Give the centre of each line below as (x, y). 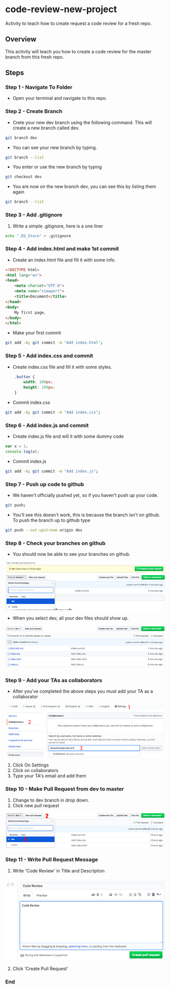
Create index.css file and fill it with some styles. (62, 367)
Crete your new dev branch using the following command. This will (82, 122)
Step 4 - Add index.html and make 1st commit (62, 249)
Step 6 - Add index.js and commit (47, 425)
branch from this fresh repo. (35, 57)
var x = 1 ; (17, 446)
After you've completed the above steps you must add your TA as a (83, 691)
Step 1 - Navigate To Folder (39, 87)
